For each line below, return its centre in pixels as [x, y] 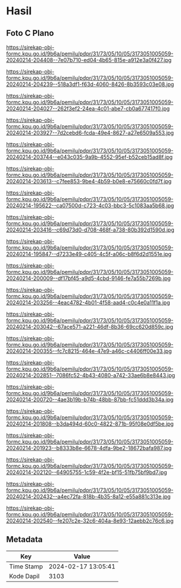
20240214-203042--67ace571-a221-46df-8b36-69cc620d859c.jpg [90, 327]
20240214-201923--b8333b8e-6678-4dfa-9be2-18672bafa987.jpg [89, 448]
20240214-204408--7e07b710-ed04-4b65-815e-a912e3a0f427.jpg [89, 60]
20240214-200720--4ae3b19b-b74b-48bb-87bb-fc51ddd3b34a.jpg [90, 399]
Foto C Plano [30, 33]
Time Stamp [26, 567]
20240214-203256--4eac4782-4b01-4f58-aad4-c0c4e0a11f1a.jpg [88, 302]
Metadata [24, 539]
